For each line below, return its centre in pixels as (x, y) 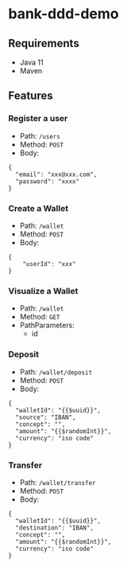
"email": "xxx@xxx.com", (56, 174)
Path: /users (40, 135)
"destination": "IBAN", (54, 528)
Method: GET (40, 317)
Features (31, 96)
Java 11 (31, 62)
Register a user (38, 119)
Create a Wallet (38, 208)
